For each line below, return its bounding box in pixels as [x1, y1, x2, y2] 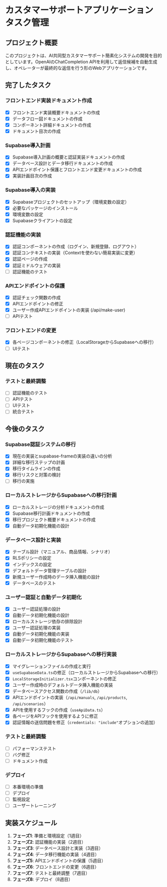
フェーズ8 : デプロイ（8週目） [12, 877, 73, 883]
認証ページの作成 [12, 256, 48, 262]
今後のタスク [5, 425, 45, 433]
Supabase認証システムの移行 [5, 441, 76, 447]
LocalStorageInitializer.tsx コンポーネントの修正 [12, 676, 117, 682]
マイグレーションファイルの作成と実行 [12, 663, 91, 669]
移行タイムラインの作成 [12, 465, 61, 471]
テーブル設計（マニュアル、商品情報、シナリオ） [12, 549, 113, 555]
